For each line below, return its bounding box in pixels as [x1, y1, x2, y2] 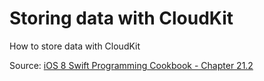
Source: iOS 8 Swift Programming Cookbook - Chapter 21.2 [9, 59, 254, 71]
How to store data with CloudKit [9, 40, 141, 52]
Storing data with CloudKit [9, 7, 234, 30]
